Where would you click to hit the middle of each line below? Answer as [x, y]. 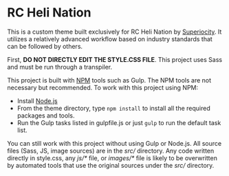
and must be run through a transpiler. [60, 67]
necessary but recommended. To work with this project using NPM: [103, 87]
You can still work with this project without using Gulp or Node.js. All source [115, 143]
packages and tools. [46, 115]
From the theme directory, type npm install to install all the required [114, 108]
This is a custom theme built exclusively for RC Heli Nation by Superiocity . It [115, 32]
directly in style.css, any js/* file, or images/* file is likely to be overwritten [112, 158]
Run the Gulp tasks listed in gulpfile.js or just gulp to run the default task [119, 122]
